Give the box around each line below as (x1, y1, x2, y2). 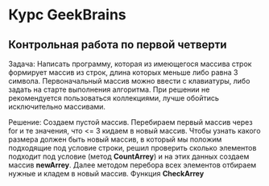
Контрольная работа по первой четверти (8, 38, 227, 52)
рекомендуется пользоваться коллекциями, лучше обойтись (8, 93, 220, 102)
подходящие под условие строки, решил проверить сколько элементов (8, 143, 257, 152)
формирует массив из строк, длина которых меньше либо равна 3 (8, 68, 238, 77)
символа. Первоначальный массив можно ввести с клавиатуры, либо (8, 76, 250, 85)
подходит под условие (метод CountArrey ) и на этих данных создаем (8, 151, 250, 161)
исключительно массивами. (8, 102, 106, 111)
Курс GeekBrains (8, 6, 126, 24)
